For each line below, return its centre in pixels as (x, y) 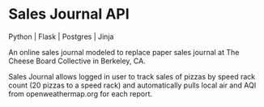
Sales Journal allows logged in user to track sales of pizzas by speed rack (132, 76)
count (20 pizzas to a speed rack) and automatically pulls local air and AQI (132, 85)
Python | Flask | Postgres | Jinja (61, 36)
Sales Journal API (69, 14)
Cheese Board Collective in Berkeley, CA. (77, 61)
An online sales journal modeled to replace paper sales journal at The (124, 52)
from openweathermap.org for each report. (80, 93)
